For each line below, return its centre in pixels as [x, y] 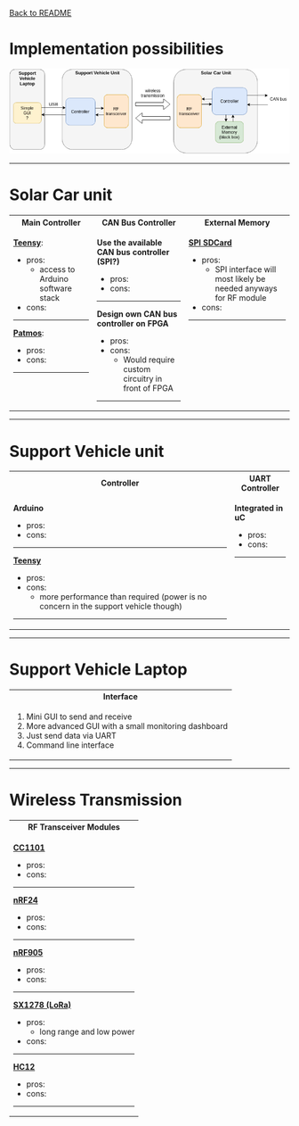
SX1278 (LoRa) [42, 1005]
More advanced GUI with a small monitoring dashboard [127, 726]
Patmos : [28, 333]
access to [57, 269]
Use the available [129, 242]
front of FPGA [148, 388]
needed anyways [246, 288]
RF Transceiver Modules [74, 827]
